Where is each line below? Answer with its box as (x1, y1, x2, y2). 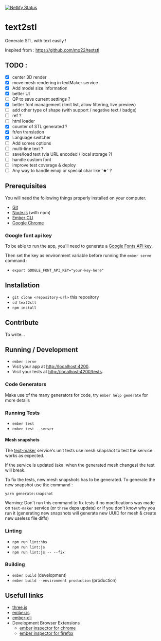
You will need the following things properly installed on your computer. (5, 195, 146, 201)
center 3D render (12, 74, 47, 80)
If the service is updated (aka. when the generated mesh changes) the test (5, 462, 155, 468)
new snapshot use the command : (5, 482, 73, 488)
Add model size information (12, 85, 68, 91)
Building (5, 561, 25, 568)
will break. (5, 467, 26, 473)
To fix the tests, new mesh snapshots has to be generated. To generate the (5, 477, 156, 483)
